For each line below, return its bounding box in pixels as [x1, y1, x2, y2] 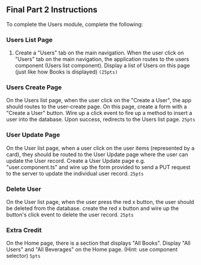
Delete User [6, 185, 41, 193]
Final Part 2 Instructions [6, 5, 98, 15]
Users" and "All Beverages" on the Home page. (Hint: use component [6, 246, 178, 253]
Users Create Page [6, 83, 62, 92]
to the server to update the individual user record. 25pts [6, 170, 144, 177]
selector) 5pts [6, 252, 41, 260]
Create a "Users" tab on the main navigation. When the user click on [14, 49, 184, 56]
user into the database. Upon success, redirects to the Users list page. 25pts [6, 116, 196, 123]
